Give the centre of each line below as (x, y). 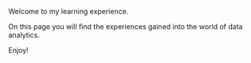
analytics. (24, 35)
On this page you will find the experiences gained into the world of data (125, 26)
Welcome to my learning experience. (69, 11)
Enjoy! (19, 50)
